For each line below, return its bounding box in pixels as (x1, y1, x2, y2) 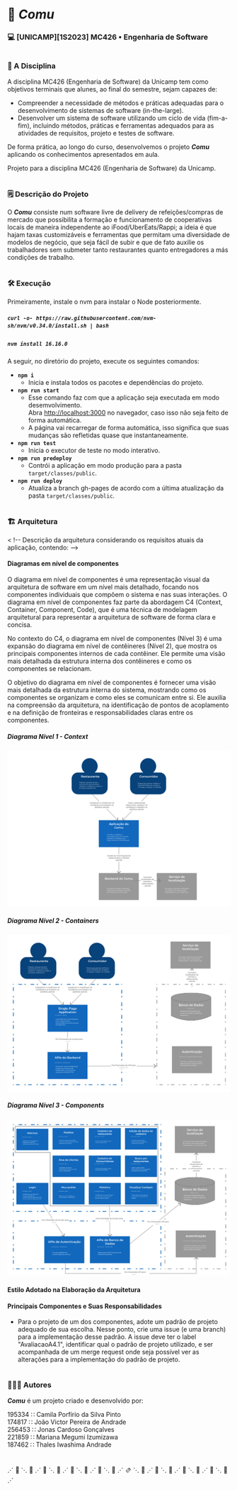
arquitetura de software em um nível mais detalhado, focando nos (7, 582, 200, 591)
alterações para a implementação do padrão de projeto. (17, 1355, 180, 1364)
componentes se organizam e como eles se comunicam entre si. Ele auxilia (7, 693, 226, 701)
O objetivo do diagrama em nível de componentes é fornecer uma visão (7, 678, 216, 686)
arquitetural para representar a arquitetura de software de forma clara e (7, 613, 216, 621)
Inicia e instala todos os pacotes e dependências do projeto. (28, 378, 204, 387)
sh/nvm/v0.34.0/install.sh (7, 322, 87, 329)
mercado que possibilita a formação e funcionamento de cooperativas (7, 216, 212, 224)
